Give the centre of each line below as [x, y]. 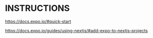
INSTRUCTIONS [38, 8]
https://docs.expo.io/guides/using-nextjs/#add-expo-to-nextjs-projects [76, 30]
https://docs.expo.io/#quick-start [38, 21]
